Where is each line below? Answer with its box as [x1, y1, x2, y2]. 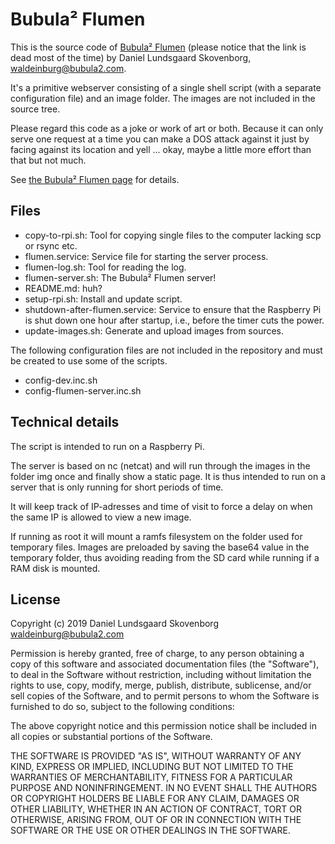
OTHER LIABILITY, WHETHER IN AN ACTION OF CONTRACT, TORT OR [10, 803, 302, 815]
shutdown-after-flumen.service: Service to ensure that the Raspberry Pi [24, 303, 322, 315]
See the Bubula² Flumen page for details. [10, 173, 180, 185]
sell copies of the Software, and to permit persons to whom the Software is [10, 690, 320, 702]
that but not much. [10, 154, 87, 166]
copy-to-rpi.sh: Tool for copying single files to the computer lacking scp [24, 229, 322, 241]
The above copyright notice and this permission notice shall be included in [10, 720, 317, 732]
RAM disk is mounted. [10, 562, 101, 574]
